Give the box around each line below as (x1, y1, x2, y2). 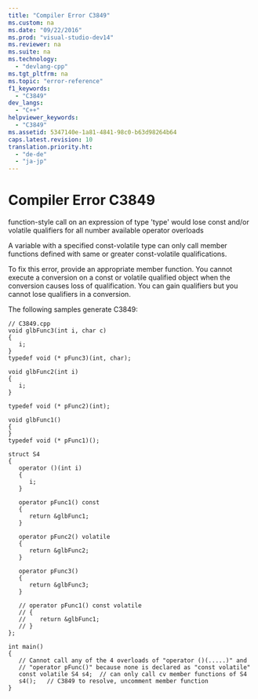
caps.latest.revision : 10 (8, 135, 93, 144)
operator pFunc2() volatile (18, 533, 111, 541)
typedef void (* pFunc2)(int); (8, 402, 111, 411)
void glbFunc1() (8, 416, 61, 424)
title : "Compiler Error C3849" (8, 11, 111, 20)
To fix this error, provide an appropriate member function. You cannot (8, 265, 233, 274)
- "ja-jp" (15, 158, 47, 166)
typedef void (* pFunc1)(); (8, 437, 100, 445)
